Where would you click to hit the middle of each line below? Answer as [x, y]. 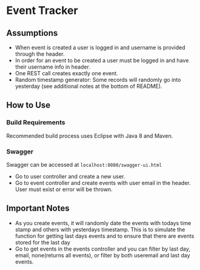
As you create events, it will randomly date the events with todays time [103, 223]
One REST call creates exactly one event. [66, 73]
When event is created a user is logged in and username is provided [100, 47]
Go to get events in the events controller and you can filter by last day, [103, 249]
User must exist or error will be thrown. [64, 189]
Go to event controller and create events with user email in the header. [103, 183]
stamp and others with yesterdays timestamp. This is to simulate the [100, 229]
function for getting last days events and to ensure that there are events [105, 236]
